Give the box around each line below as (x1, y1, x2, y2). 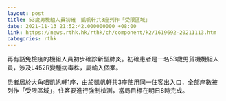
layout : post (7, 10, 45, 17)
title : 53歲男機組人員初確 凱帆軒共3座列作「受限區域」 (7, 16, 151, 23)
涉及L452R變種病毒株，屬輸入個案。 (19, 63, 122, 72)
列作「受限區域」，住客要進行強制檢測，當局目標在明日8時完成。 (7, 87, 189, 95)
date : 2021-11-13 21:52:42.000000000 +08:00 (7, 23, 137, 29)
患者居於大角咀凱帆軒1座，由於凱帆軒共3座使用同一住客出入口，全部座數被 (7, 78, 218, 86)
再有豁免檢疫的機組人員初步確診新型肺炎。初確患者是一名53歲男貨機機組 (7, 55, 213, 63)
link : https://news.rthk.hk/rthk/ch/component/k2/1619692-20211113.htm (7, 29, 216, 36)
